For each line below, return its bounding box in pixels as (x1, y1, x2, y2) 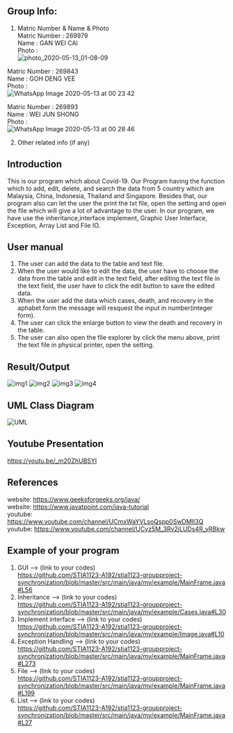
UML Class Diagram (7, 400, 95, 411)
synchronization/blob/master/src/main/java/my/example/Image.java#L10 (17, 629, 225, 638)
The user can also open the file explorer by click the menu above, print (17, 333, 220, 342)
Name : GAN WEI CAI (17, 38, 79, 47)
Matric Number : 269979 (17, 31, 88, 40)
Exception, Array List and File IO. (7, 221, 101, 229)
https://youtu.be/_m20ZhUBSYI (7, 456, 97, 465)
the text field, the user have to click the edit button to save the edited (17, 281, 215, 290)
